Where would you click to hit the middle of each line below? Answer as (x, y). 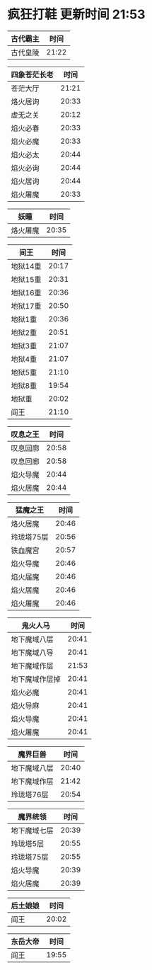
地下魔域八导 (33, 652)
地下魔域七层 (33, 831)
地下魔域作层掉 (36, 679)
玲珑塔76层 (30, 794)
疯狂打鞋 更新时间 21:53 (76, 15)
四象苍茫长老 (33, 74)
